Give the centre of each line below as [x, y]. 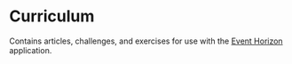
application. [31, 50]
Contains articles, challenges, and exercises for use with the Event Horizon [146, 41]
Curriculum [52, 16]
